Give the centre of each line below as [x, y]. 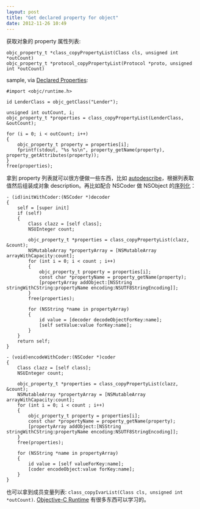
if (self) [30, 213]
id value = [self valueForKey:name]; [76, 464]
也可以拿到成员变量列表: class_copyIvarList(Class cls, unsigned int [95, 492]
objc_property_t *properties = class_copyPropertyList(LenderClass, [95, 118]
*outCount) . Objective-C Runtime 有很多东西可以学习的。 [78, 500]
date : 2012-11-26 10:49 [37, 23]
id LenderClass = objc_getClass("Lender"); [62, 102]
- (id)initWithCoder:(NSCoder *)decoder [59, 198]
